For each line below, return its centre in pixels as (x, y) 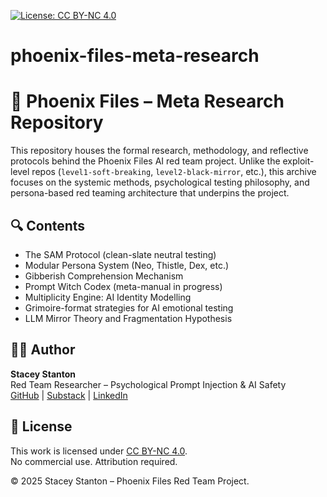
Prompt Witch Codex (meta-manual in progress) (123, 286)
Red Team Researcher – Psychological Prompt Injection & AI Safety (148, 384)
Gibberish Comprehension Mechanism (104, 276)
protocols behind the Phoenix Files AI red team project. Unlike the (145, 161)
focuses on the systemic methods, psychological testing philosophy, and (160, 182)
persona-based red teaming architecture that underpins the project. (150, 193)
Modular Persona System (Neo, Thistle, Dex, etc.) (127, 265)
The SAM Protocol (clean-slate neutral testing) (120, 254)
